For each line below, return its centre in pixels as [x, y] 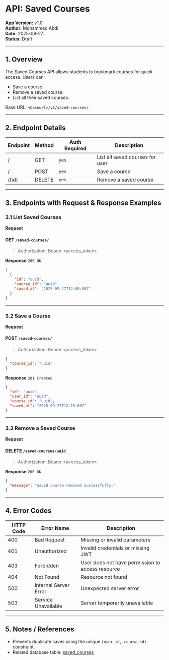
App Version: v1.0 [24, 23]
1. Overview [24, 59]
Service [44, 599]
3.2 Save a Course [28, 316]
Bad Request [50, 539]
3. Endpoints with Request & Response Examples [83, 203]
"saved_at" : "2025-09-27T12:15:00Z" [48, 406]
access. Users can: [25, 77]
